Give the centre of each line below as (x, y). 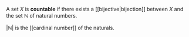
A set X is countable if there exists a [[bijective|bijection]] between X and (95, 9)
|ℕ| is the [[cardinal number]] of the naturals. (60, 28)
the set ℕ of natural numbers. (42, 16)
